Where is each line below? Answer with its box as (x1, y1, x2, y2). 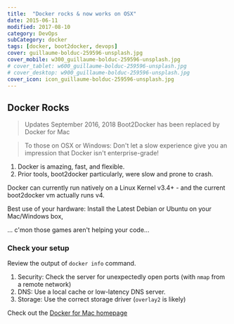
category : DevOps (7, 30, 58, 37)
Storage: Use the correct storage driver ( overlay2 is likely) (17, 295, 186, 304)
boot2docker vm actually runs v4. (7, 191, 105, 200)
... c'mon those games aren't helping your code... (7, 226, 150, 234)
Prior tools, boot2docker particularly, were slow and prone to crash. (17, 170, 214, 179)
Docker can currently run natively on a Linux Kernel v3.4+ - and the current (7, 183, 226, 192)
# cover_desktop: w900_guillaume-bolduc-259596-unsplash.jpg (7, 69, 190, 76)
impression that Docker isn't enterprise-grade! (24, 149, 160, 157)
